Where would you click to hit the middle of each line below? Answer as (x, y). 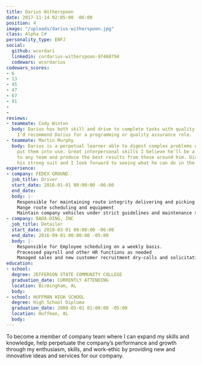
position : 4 (21, 23)
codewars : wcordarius (39, 62)
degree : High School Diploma (48, 302)
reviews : (17, 118)
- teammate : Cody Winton (37, 124)
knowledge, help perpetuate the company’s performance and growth (92, 343)
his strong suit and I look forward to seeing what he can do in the (106, 163)
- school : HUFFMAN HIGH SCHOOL (45, 297)
